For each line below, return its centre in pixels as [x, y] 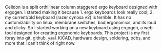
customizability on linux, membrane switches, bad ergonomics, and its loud [81, 22]
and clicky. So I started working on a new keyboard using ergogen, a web [79, 28]
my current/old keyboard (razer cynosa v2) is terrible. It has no [68, 17]
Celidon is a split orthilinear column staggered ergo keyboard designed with [81, 7]
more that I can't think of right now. [40, 43]
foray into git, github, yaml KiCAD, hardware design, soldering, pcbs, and [78, 38]
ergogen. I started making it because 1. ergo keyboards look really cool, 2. [80, 12]
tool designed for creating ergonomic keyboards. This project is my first [77, 33]
